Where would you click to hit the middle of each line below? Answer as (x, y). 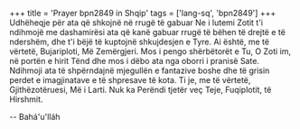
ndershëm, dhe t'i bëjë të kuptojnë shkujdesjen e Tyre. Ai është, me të (139, 41)
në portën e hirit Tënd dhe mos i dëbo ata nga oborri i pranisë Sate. (135, 61)
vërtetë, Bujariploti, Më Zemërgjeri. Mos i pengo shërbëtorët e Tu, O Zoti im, (150, 51)
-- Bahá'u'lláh (35, 117)
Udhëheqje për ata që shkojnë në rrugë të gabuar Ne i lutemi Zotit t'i (136, 23)
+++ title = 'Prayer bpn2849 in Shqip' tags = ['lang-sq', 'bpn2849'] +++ (143, 13)
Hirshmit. (26, 99)
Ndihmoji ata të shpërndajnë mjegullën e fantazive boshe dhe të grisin (140, 70)
